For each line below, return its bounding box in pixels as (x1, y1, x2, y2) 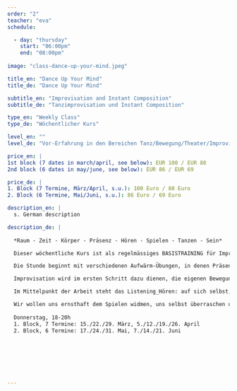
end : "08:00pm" (20, 49, 65, 57)
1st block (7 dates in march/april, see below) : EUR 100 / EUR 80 (7, 159, 207, 166)
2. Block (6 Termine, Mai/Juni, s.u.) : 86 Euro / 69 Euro (7, 192, 181, 199)
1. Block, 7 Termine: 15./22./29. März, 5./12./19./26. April (13, 320, 200, 327)
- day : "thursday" (13, 36, 68, 43)
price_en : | (7, 153, 42, 160)
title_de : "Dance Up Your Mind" (7, 82, 102, 89)
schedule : (7, 23, 37, 30)
